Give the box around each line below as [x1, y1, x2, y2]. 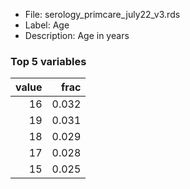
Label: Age [24, 19, 70, 31]
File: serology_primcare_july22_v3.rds [24, 9, 181, 20]
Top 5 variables [10, 54, 87, 68]
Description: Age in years [24, 30, 130, 41]
